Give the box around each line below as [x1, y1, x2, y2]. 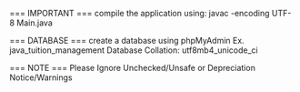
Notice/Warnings [9, 72, 73, 83]
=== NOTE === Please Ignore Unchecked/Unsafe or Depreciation [9, 63, 256, 73]
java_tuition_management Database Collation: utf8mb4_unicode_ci [9, 45, 258, 56]
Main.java [16, 17, 53, 28]
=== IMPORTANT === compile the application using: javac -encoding [9, 8, 270, 18]
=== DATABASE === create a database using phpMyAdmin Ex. [9, 36, 245, 46]
